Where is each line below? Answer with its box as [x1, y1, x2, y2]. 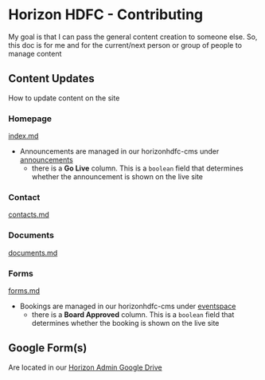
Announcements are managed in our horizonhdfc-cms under [19, 147, 220, 156]
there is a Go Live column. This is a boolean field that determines [31, 163, 244, 173]
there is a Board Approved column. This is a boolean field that [31, 309, 235, 319]
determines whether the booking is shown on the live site [31, 318, 220, 327]
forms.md [8, 285, 41, 296]
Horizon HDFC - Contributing [8, 6, 204, 24]
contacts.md [8, 210, 49, 220]
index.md [8, 131, 39, 141]
